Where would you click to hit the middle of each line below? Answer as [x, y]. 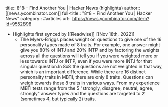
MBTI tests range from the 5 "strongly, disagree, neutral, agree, [87, 88]
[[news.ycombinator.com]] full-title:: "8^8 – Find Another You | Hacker [79, 13]
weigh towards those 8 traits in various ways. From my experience [90, 83]
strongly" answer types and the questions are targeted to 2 [82, 93]
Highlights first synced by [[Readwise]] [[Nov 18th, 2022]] [74, 34]
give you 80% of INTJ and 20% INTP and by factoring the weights [90, 50]
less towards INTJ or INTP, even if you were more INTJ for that [86, 61]
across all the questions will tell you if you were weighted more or [89, 56]
